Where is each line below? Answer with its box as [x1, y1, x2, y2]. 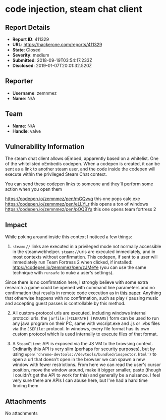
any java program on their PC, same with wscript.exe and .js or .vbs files [12, 320, 160, 326]
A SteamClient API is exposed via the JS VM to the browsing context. [12, 341, 153, 347]
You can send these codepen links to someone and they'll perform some [5, 181, 154, 187]
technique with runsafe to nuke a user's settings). [12, 270, 114, 276]
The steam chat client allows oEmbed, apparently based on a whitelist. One [5, 156, 159, 161]
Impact [5, 220, 27, 229]
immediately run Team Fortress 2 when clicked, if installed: [12, 259, 133, 265]
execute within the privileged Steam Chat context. [5, 171, 108, 177]
